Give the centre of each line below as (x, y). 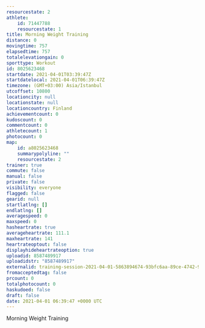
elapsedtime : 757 (28, 52)
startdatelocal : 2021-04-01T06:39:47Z (56, 80)
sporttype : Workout (31, 63)
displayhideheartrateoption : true (50, 250)
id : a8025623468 (38, 148)
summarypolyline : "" (43, 154)
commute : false (26, 171)
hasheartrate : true (31, 227)
